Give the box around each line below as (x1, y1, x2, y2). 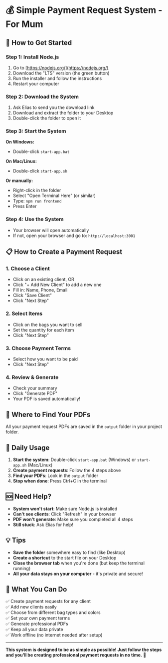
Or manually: (5, 177, 33, 183)
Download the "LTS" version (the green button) (12, 70, 110, 76)
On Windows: (5, 139, 34, 145)
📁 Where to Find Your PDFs (5, 410, 91, 418)
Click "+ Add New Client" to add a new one (12, 281, 102, 288)
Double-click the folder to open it (12, 115, 81, 121)
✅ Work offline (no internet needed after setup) (5, 632, 103, 638)
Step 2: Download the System (5, 93, 79, 100)
